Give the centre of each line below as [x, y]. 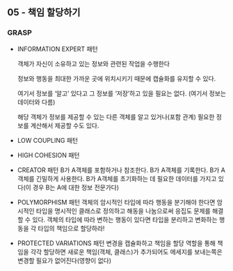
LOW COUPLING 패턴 [48, 140]
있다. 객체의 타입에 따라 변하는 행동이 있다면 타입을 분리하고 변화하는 [125, 219]
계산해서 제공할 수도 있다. [65, 125]
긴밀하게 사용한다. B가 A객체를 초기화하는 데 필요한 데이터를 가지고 [126, 178]
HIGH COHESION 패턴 [48, 155]
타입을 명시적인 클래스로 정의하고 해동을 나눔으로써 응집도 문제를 [123, 210]
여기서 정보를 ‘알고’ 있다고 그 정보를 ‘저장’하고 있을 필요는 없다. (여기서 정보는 [122, 93]
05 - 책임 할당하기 [44, 13]
